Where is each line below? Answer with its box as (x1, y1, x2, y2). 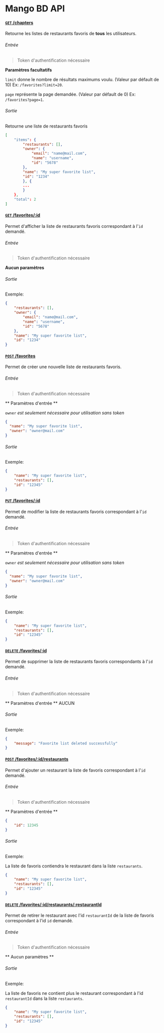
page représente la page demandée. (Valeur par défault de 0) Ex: (5, 91, 136, 97)
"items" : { (14, 137, 36, 142)
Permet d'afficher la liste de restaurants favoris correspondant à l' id (5, 223, 143, 229)
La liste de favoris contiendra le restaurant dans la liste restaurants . (5, 863, 143, 869)
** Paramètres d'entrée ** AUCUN (5, 700, 75, 706)
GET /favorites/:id (5, 212, 40, 218)
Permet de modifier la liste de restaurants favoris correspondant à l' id (5, 509, 147, 515)
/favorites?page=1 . (5, 96, 44, 102)
